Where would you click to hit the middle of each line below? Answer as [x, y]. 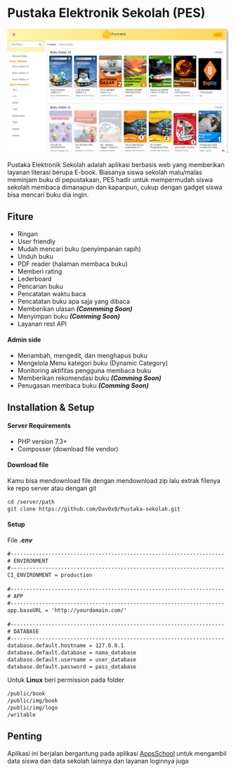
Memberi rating [40, 271]
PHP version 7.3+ [42, 441]
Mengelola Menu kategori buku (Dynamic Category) [93, 363]
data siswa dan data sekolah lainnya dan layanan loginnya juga [98, 761]
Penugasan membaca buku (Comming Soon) [83, 385]
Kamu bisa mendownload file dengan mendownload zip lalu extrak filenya [114, 480]
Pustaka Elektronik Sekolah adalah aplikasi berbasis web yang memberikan [116, 164]
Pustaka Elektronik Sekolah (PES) [106, 13]
